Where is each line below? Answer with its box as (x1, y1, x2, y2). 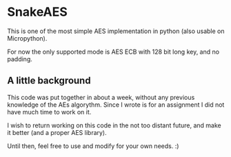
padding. (7, 54, 32, 63)
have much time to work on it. (7, 107, 92, 116)
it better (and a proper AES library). (7, 128, 107, 136)
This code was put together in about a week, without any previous (7, 93, 195, 101)
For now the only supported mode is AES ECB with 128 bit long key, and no (7, 48, 219, 56)
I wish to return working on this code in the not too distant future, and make (7, 121, 222, 129)
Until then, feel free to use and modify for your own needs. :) (7, 142, 179, 150)
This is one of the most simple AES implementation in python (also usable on (7, 27, 225, 35)
